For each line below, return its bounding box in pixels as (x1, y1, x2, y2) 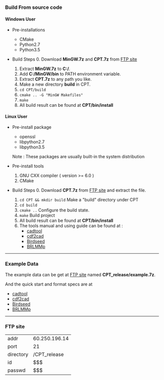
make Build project (19, 213, 55, 218)
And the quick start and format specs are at (5, 281, 93, 287)
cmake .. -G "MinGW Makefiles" (19, 93, 83, 98)
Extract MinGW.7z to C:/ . (19, 66, 71, 72)
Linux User (5, 113, 28, 119)
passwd (7, 367, 26, 374)
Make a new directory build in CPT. (19, 81, 91, 87)
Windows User (5, 16, 36, 22)
